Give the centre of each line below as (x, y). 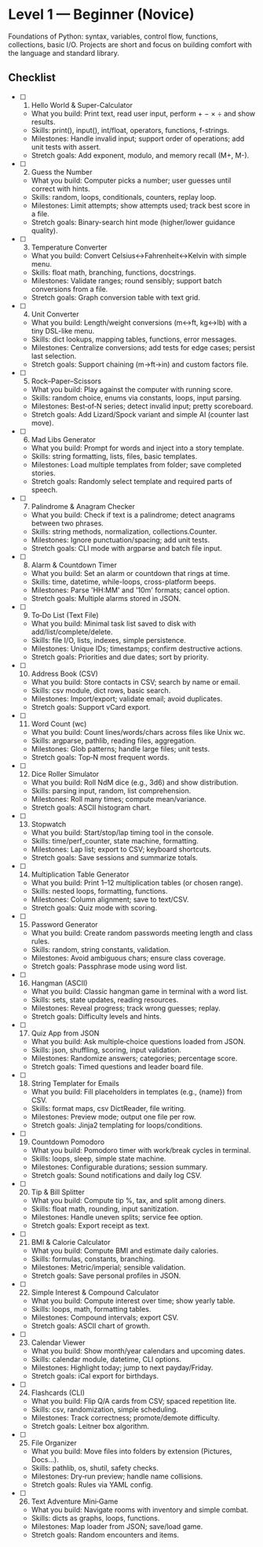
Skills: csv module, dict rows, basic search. (101, 690)
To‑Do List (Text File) (65, 615)
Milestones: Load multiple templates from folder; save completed (136, 464)
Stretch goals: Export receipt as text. (90, 1225)
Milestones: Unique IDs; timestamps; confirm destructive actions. (137, 648)
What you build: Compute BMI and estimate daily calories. (125, 1250)
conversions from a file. (69, 289)
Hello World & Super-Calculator (82, 105)
